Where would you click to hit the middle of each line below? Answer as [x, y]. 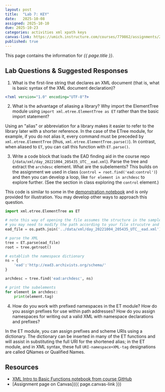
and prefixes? [26, 321]
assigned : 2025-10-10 [27, 23]
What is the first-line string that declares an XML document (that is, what [86, 83]
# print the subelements [30, 287]
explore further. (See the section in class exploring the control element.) [85, 182]
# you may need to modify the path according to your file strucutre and [82, 225]
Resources [22, 367]
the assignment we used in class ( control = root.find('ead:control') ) [85, 172]
